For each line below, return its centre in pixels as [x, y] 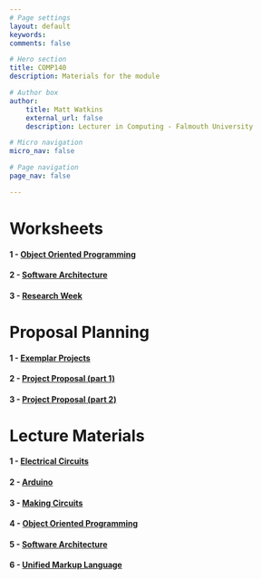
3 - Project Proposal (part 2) [63, 399]
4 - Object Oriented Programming [74, 524]
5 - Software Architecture [58, 544]
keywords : [28, 34]
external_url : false [64, 118]
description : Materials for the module [85, 77]
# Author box [34, 92]
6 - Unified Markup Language [66, 565]
